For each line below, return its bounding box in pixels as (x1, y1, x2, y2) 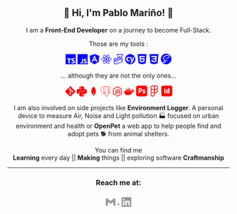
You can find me (95, 145, 142, 154)
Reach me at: (95, 177, 142, 187)
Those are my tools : (88, 40, 149, 48)
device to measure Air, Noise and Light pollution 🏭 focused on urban (18, 111, 219, 120)
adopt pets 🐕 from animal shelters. (67, 129, 170, 138)
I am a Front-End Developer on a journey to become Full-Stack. (25, 25, 212, 34)
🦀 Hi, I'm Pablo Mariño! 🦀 (63, 7, 174, 19)
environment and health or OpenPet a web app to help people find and (16, 121, 221, 130)
